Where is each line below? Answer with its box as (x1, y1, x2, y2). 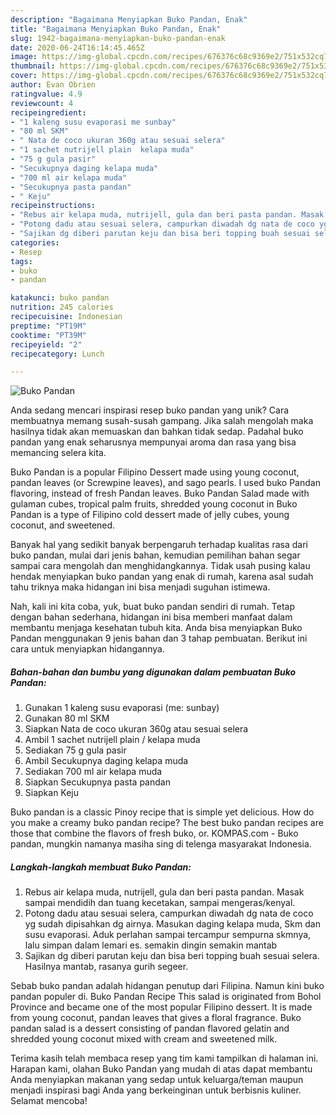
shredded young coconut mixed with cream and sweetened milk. (10, 1033, 278, 1045)
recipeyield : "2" (10, 339, 83, 350)
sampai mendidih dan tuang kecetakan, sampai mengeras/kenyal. (24, 897, 296, 909)
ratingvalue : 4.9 (10, 89, 83, 99)
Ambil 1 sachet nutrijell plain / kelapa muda (24, 734, 201, 746)
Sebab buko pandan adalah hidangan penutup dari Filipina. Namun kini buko (10, 980, 325, 992)
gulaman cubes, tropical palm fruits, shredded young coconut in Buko (10, 498, 298, 510)
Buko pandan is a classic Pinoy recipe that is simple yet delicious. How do (10, 806, 315, 818)
